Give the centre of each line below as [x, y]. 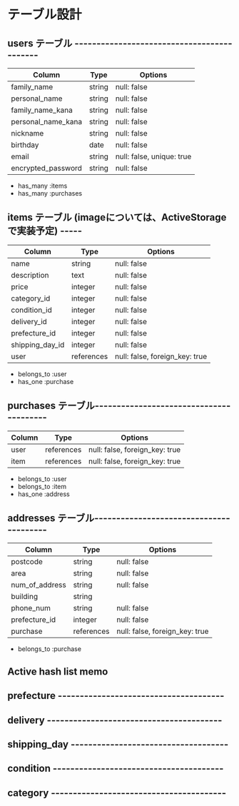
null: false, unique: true [153, 156]
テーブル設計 [45, 15]
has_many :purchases [50, 193]
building [24, 597]
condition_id [31, 310]
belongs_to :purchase [50, 649]
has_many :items [42, 186]
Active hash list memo [58, 671]
